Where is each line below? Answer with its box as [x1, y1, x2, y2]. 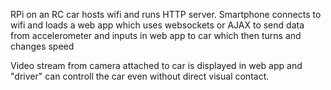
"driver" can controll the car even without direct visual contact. [10, 70, 270, 82]
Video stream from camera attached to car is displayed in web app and [10, 60, 303, 71]
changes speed [10, 40, 75, 52]
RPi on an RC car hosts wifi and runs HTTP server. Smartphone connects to [10, 9, 322, 20]
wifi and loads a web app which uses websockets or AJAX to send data [10, 19, 305, 31]
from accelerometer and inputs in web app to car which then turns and [10, 30, 302, 41]
